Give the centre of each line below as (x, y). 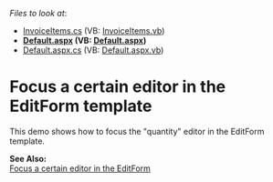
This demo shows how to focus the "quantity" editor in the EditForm (137, 131)
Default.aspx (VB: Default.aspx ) (84, 40)
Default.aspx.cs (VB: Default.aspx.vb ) (93, 50)
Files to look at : (38, 13)
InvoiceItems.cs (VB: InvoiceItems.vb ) (94, 30)
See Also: (28, 158)
